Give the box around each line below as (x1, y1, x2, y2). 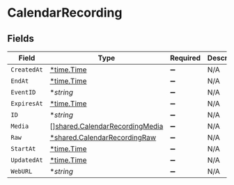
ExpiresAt (10, 99, 43, 107)
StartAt (10, 145, 36, 152)
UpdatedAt (10, 156, 43, 164)
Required (169, 54, 201, 63)
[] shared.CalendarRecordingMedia (49, 122, 164, 131)
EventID (10, 88, 36, 96)
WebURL (10, 168, 33, 175)
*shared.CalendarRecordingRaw (49, 133, 157, 142)
